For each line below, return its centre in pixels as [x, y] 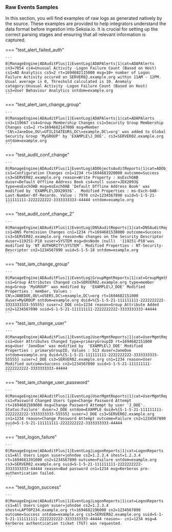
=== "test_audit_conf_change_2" [40, 214]
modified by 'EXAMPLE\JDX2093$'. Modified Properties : [67, 191]
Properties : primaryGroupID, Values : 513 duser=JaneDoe [68, 351]
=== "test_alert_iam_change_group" [43, 105]
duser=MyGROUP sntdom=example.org [42, 300]
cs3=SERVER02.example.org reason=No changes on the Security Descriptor [84, 237]
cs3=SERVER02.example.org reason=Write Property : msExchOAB [72, 178]
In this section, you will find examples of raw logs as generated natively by [84, 18]
